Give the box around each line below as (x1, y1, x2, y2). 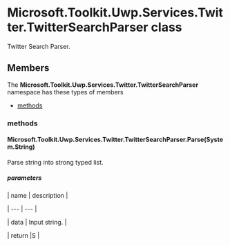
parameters (7, 174, 42, 182)
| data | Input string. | (7, 218, 67, 226)
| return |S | (7, 231, 40, 239)
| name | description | (7, 191, 68, 199)
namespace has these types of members (7, 88, 124, 96)
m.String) (7, 143, 36, 151)
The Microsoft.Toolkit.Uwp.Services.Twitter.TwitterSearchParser (7, 81, 199, 89)
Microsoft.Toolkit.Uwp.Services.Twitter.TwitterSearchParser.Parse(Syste (7, 136, 223, 144)
